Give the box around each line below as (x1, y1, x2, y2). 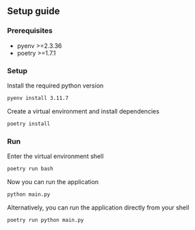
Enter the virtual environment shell (7, 152, 104, 160)
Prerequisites (7, 26, 53, 36)
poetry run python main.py (7, 216, 84, 223)
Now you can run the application (7, 177, 99, 186)
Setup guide (7, 5, 60, 17)
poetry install (7, 120, 51, 127)
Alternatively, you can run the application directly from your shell (7, 203, 190, 212)
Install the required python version (7, 81, 104, 90)
